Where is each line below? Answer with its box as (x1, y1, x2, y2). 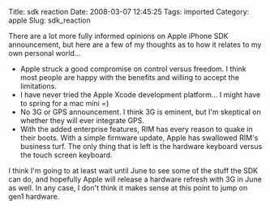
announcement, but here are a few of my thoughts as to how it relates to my (8, 40, 262, 49)
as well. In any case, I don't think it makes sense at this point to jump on (8, 183, 248, 193)
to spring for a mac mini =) (19, 99, 109, 108)
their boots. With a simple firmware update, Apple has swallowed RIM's (19, 133, 259, 143)
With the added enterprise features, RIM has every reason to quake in (19, 125, 253, 134)
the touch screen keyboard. (19, 150, 113, 160)
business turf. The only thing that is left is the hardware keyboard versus (19, 142, 263, 151)
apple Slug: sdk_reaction (8, 15, 92, 25)
